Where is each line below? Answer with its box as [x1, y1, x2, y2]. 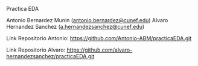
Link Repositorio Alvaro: [6, 46, 66, 53]
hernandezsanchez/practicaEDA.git [6, 53, 95, 59]
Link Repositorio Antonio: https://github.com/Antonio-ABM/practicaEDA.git [6, 35, 192, 41]
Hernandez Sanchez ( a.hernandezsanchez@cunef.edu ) [6, 23, 145, 30]
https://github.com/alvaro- [66, 46, 133, 53]
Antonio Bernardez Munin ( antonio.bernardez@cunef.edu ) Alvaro [6, 17, 168, 23]
